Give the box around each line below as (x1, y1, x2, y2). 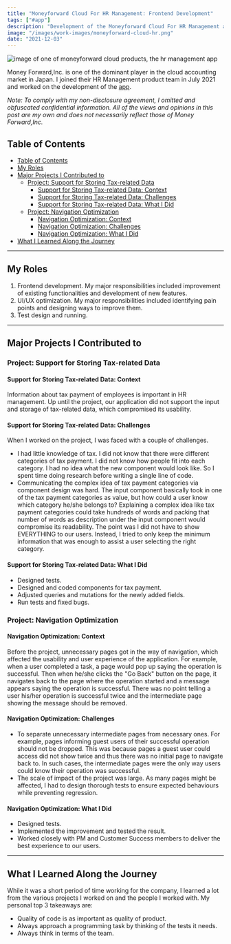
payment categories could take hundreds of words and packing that (16, 508, 210, 516)
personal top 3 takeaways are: (7, 901, 93, 910)
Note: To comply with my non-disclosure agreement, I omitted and (7, 96, 196, 104)
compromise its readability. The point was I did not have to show (16, 523, 200, 531)
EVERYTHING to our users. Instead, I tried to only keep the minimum (16, 530, 211, 539)
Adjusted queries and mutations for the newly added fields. (16, 590, 186, 599)
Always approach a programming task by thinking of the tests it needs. (16, 922, 218, 930)
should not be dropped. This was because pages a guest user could (16, 745, 210, 752)
